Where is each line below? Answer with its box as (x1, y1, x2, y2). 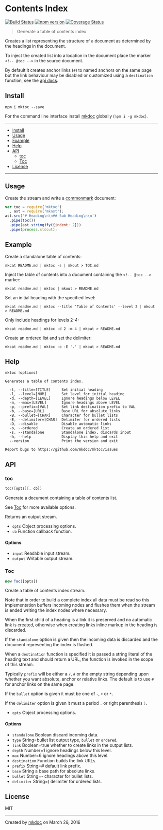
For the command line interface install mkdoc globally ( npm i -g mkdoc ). (5, 113, 148, 119)
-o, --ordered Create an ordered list (9, 426, 110, 431)
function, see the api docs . (5, 77, 59, 83)
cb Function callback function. (12, 528, 72, 534)
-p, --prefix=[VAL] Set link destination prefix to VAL (9, 405, 136, 409)
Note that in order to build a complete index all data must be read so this (5, 597, 149, 603)
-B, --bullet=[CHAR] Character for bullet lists (9, 413, 118, 418)
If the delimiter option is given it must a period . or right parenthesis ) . (5, 700, 147, 706)
